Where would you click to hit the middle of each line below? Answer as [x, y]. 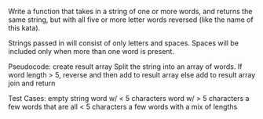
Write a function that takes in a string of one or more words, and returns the [130, 11]
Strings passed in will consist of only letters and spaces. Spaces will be [124, 43]
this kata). [24, 28]
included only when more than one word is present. [91, 51]
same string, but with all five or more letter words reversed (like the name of [131, 20]
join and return [32, 83]
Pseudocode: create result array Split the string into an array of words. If [125, 67]
